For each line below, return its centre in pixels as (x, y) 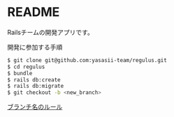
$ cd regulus (26, 67)
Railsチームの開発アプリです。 (51, 32)
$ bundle (20, 73)
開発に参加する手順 (35, 47)
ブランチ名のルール (35, 107)
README (34, 12)
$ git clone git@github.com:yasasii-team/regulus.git (87, 60)
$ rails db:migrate (36, 86)
